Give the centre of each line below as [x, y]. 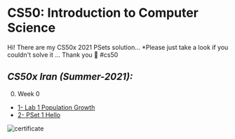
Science [32, 28]
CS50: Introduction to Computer [103, 13]
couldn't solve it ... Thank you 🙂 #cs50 [63, 55]
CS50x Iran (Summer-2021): [70, 77]
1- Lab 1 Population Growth [56, 107]
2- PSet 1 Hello [39, 114]
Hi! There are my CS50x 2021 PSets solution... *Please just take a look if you [118, 47]
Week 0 [28, 93]
